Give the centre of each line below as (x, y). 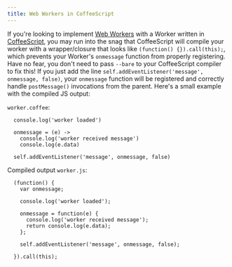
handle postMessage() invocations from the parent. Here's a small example (115, 86)
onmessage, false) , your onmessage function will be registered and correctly (116, 79)
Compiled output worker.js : (47, 170)
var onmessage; (42, 189)
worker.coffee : (29, 107)
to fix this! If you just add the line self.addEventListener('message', (105, 71)
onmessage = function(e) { (59, 214)
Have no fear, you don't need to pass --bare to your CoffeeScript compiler (115, 63)
